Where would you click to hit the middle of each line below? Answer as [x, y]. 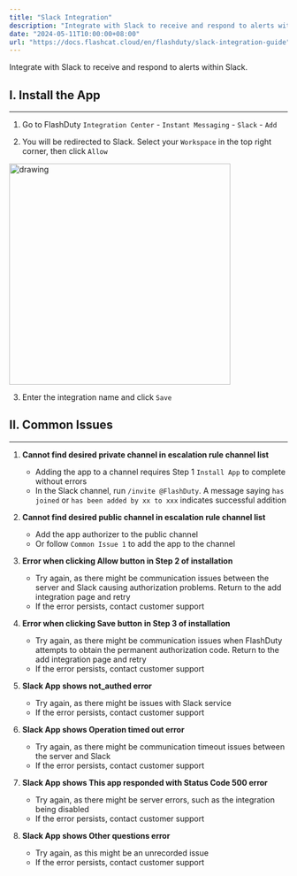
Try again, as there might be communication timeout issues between [160, 746]
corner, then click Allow [65, 151]
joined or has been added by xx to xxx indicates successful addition [161, 500]
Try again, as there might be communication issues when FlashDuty [159, 640]
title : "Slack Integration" [61, 17]
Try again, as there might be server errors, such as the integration [155, 799]
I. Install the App [55, 95]
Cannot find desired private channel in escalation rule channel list [145, 454]
